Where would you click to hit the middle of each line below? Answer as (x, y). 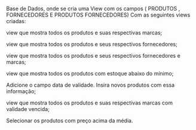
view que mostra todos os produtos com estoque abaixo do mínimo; (90, 73)
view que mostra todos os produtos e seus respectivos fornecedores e (93, 56)
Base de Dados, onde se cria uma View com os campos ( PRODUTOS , (93, 9)
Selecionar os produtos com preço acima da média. (70, 121)
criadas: (16, 21)
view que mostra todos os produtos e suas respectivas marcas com (90, 103)
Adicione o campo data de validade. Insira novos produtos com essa (91, 85)
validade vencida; (28, 109)
